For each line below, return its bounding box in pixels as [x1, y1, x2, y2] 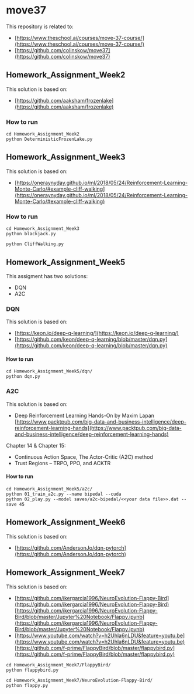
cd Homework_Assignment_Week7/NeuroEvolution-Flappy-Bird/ [6, 677, 153, 683]
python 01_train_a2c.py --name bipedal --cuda [6, 491, 122, 497]
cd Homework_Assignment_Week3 [6, 226, 80, 232]
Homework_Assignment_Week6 [6, 517, 126, 527]
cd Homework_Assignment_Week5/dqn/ [6, 368, 93, 374]
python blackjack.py [6, 231, 57, 237]
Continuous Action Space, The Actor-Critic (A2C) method [14, 453, 153, 461]
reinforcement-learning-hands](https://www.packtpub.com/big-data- [14, 424, 182, 431]
